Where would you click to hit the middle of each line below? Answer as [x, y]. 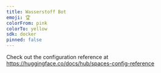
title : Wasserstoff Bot [36, 12]
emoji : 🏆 [19, 17]
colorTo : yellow [27, 29]
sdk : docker [21, 34]
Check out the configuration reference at [57, 57]
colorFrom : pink [27, 23]
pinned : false [24, 40]
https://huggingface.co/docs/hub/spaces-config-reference [80, 63]
